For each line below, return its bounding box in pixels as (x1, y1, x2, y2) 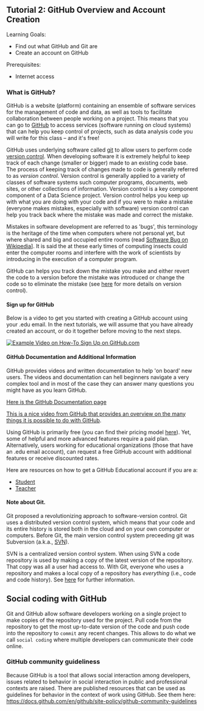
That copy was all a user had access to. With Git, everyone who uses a (6, 562, 184, 570)
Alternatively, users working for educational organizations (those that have (6, 441, 194, 449)
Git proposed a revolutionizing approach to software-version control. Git (6, 512, 188, 519)
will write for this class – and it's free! (6, 134, 99, 142)
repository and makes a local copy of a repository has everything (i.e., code (6, 569, 196, 577)
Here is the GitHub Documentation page (6, 398, 107, 405)
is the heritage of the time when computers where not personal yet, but (6, 229, 185, 237)
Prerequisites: (6, 61, 41, 68)
